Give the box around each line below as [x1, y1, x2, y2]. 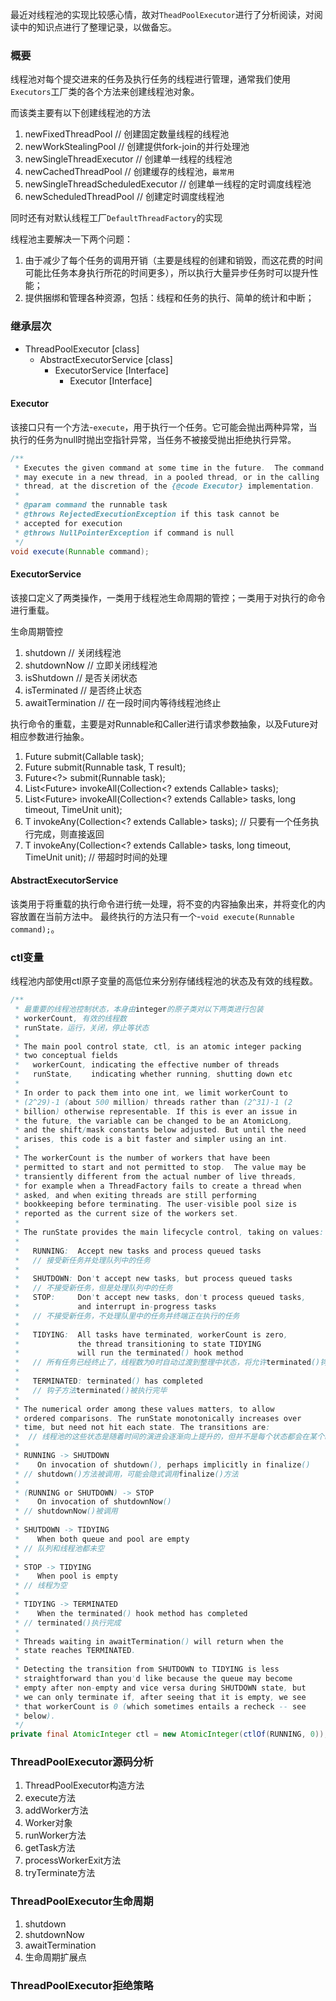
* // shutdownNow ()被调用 [14, 1506, 118, 1517]
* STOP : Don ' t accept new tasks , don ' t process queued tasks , [14, 1293, 307, 1303]
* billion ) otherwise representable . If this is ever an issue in [14, 1106, 298, 1117]
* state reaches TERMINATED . [14, 1646, 137, 1656]
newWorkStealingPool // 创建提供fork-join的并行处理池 [24, 141, 250, 153]
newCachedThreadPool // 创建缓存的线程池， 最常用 [24, 166, 235, 178]
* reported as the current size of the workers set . [14, 1209, 240, 1219]
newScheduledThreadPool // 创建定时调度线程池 [24, 191, 225, 203]
